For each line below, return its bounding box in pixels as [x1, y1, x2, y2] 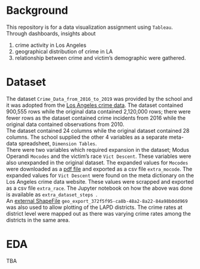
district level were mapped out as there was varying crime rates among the [6, 210, 192, 217]
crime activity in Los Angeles [14, 41, 87, 49]
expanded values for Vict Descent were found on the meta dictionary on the [6, 172, 195, 179]
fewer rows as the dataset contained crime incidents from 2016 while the [6, 114, 186, 121]
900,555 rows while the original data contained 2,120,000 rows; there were [6, 107, 191, 115]
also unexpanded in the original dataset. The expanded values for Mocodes [6, 159, 189, 166]
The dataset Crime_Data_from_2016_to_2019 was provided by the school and [6, 95, 193, 102]
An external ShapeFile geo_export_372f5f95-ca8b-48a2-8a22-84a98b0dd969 [6, 197, 188, 204]
